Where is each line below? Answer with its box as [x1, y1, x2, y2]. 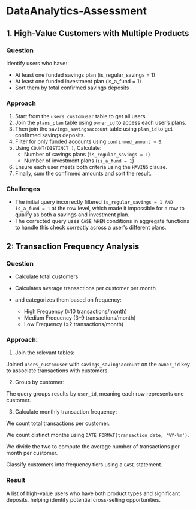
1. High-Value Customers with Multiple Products [6, 28, 189, 38]
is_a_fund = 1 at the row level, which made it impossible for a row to [14, 205, 185, 212]
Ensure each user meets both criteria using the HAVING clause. [14, 164, 168, 171]
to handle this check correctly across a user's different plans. [14, 224, 167, 231]
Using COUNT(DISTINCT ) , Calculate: [14, 144, 102, 152]
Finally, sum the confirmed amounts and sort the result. [14, 170, 152, 177]
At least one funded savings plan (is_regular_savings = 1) [14, 71, 156, 79]
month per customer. [6, 450, 58, 457]
